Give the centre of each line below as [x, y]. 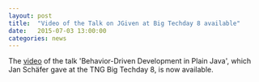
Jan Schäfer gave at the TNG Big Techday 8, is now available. [111, 70]
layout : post [30, 16]
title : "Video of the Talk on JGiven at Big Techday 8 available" [125, 23]
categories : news [38, 38]
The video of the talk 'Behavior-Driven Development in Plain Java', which [130, 61]
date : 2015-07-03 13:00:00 [57, 31]
